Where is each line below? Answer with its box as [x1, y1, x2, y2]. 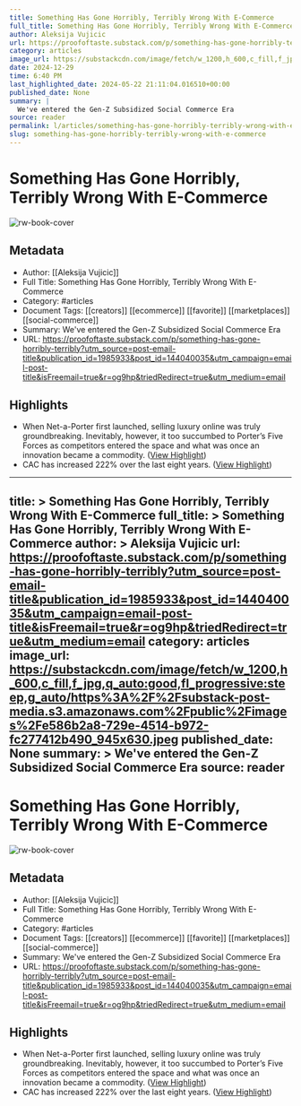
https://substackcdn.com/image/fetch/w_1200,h [9, 661, 288, 677]
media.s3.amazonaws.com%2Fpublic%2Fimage [9, 704, 288, 719]
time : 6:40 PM [9, 72, 63, 81]
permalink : [9, 122, 50, 131]
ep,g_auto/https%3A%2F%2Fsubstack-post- [9, 689, 271, 704]
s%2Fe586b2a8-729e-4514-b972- [9, 718, 209, 733]
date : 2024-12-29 [9, 64, 74, 73]
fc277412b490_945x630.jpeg [9, 731, 179, 747]
